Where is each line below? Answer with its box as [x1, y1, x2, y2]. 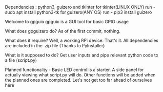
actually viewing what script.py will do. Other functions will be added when [5, 72, 156, 77]
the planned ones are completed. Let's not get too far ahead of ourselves [5, 77, 152, 83]
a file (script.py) [5, 57, 37, 63]
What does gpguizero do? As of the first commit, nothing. [5, 28, 121, 34]
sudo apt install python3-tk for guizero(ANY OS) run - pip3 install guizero [5, 9, 152, 15]
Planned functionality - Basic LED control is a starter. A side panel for [5, 67, 144, 73]
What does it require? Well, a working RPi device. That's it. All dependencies [5, 37, 159, 43]
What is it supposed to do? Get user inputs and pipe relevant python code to [5, 52, 159, 58]
